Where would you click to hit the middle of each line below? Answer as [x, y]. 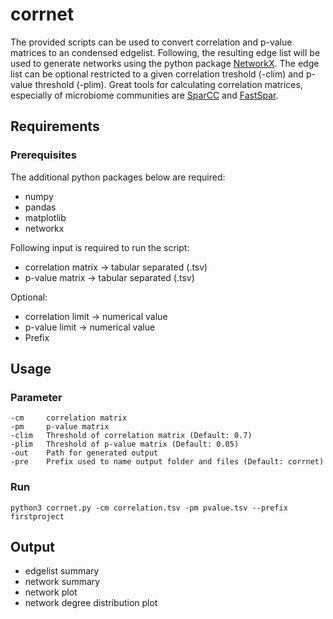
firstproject [37, 516]
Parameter [36, 397]
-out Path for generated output [84, 453]
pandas [40, 207]
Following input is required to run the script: [100, 247]
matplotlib [45, 217]
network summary [62, 582]
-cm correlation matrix [69, 418]
